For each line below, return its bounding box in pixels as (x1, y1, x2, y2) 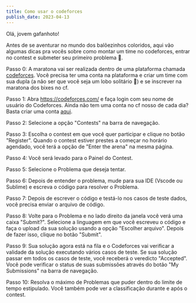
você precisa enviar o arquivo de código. (6, 200, 105, 208)
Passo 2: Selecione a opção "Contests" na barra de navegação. (6, 119, 160, 126)
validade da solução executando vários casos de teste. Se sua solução (6, 248, 177, 256)
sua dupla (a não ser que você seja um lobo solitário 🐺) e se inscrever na (6, 77, 182, 85)
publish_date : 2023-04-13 (6, 14, 69, 20)
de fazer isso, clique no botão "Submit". (6, 231, 103, 238)
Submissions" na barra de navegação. (6, 267, 99, 274)
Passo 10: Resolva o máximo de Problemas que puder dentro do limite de (6, 278, 183, 285)
